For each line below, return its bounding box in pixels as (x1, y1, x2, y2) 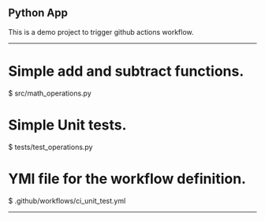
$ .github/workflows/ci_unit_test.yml (8, 196, 126, 205)
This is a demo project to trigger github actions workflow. (8, 27, 195, 36)
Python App (8, 6, 69, 20)
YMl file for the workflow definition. (8, 170, 247, 188)
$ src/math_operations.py (8, 88, 92, 98)
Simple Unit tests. (8, 116, 127, 133)
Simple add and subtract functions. (8, 62, 244, 80)
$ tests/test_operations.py (8, 142, 93, 152)
